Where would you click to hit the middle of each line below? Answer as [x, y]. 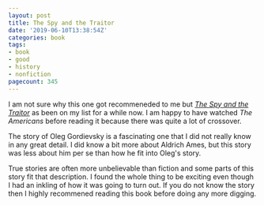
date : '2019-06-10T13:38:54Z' [58, 30]
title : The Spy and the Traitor [61, 23]
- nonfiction [30, 74]
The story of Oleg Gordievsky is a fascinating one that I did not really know [130, 136]
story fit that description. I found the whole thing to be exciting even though [131, 176]
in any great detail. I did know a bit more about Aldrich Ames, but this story [130, 144]
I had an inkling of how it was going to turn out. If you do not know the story [132, 185]
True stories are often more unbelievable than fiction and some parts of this [131, 168]
